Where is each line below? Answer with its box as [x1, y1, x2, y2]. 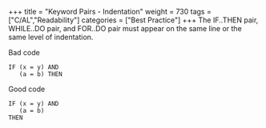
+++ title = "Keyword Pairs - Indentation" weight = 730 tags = [8, 7, 212, 16]
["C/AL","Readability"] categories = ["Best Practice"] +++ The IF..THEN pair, [8, 15, 259, 25]
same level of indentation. [8, 32, 94, 42]
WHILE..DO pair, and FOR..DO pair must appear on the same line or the [8, 24, 242, 33]
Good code [8, 84, 46, 94]
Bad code [8, 48, 40, 57]
